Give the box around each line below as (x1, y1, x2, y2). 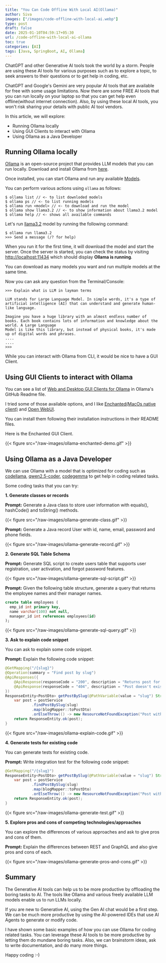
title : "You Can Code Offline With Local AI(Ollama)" (5, 7, 119, 12)
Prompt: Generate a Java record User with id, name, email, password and (5, 526, 155, 532)
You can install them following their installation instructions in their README (5, 416, 159, 422)
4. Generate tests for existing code (5, 739, 78, 745)
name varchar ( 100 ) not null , (9, 609, 70, 614)
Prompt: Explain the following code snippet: (5, 656, 95, 662)
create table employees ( (5, 600, 58, 605)
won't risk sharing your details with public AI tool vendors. (5, 104, 124, 110)
